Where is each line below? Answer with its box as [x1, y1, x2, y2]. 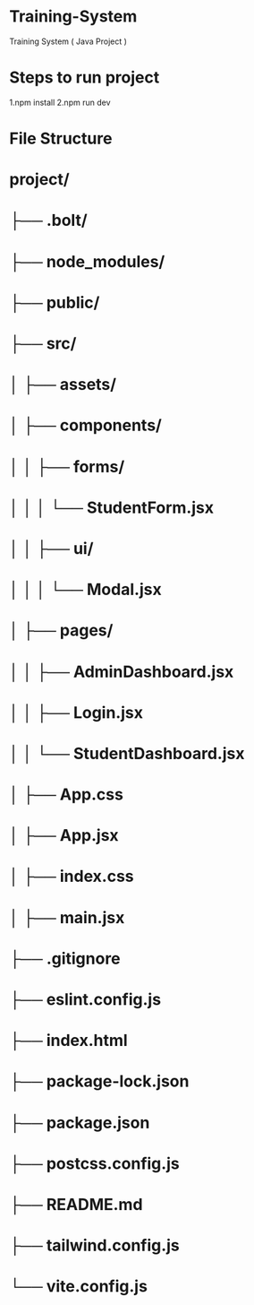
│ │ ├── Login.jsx [9, 702, 143, 722]
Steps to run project [9, 67, 160, 88]
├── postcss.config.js [9, 1154, 181, 1173]
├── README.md [9, 1194, 143, 1214]
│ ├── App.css [9, 784, 123, 805]
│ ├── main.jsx [9, 907, 125, 928]
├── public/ [9, 292, 100, 313]
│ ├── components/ [9, 415, 163, 436]
